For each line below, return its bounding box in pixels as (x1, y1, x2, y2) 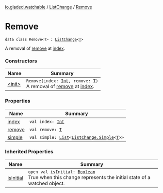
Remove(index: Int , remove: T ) (26, 78, 98, 84)
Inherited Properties (5, 148, 53, 155)
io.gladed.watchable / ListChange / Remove (5, 4, 92, 10)
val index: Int (29, 119, 65, 124)
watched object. (28, 180, 65, 187)
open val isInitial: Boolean (28, 169, 96, 175)
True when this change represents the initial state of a (28, 174, 150, 180)
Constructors (5, 58, 37, 64)
